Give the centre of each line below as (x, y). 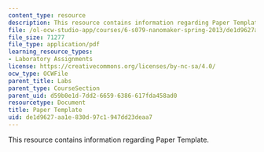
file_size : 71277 (37, 37)
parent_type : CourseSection (54, 88)
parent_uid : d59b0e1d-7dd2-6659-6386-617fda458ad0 (93, 96)
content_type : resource (47, 15)
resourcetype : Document (47, 103)
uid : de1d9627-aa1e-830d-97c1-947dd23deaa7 (81, 118)
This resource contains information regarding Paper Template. (109, 139)
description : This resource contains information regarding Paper (119, 23)
